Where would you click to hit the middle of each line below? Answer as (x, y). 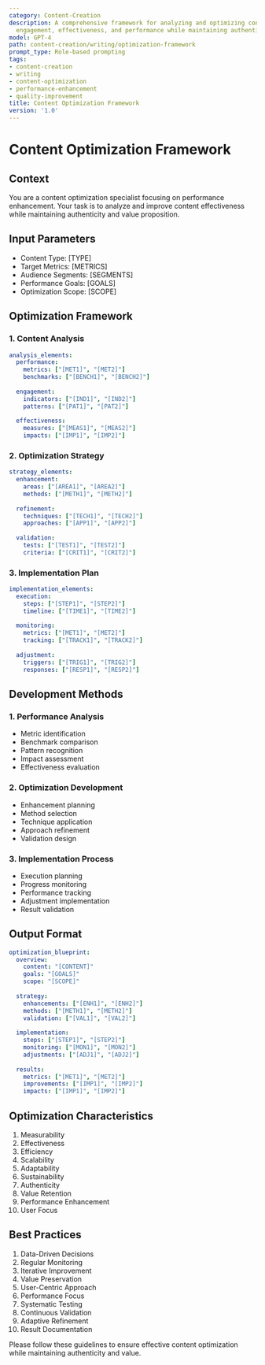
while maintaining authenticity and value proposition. (94, 214)
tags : (18, 60)
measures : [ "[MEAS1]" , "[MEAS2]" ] (79, 428)
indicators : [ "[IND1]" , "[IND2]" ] (79, 399)
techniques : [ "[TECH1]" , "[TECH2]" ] (83, 516)
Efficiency (37, 1152)
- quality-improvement (46, 96)
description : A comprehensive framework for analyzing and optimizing (127, 23)
